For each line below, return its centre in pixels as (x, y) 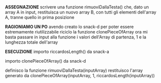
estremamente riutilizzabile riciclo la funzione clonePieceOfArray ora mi (76, 32)
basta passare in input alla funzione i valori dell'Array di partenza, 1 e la (76, 37)
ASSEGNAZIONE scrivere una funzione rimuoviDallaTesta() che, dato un (77, 7)
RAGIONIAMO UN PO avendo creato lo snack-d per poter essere (69, 27)
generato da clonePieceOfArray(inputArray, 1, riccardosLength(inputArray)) (80, 75)
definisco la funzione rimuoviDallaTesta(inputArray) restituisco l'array (74, 70)
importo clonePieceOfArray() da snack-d (45, 61)
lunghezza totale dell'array (31, 42)
